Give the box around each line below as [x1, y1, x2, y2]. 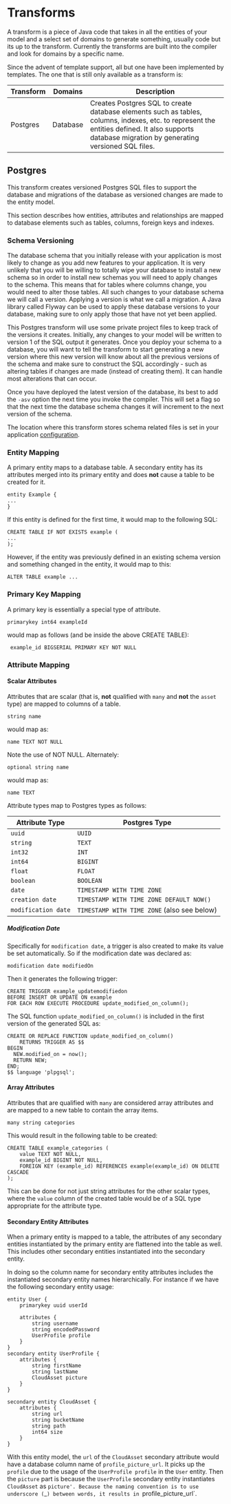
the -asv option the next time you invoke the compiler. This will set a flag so [7, 395, 221, 404]
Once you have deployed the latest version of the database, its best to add [7, 388, 219, 396]
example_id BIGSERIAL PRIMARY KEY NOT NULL [10, 644, 137, 651]
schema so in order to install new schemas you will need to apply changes [7, 274, 218, 282]
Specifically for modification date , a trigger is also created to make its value [7, 942, 224, 950]
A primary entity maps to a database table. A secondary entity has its [7, 463, 203, 471]
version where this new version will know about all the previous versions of [7, 353, 220, 361]
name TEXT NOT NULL [7, 738, 63, 745]
